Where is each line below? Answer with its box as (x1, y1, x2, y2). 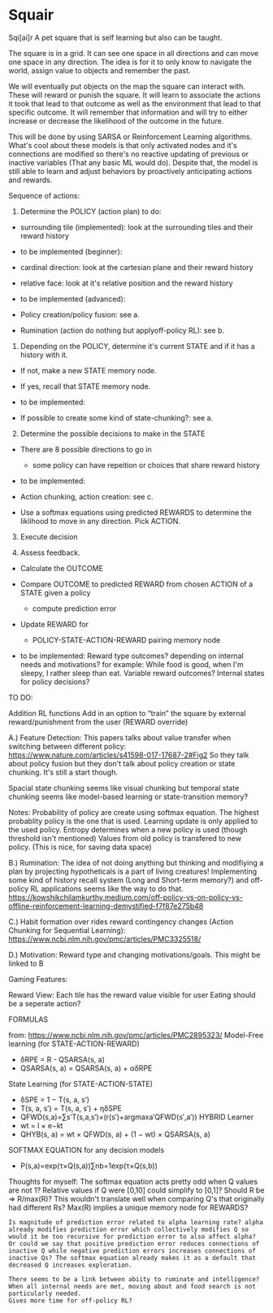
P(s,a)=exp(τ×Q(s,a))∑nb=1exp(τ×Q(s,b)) (19, 1161, 158, 1171)
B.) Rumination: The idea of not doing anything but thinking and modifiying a (8, 857, 264, 867)
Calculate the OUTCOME (19, 563, 104, 573)
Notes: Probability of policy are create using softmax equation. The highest (8, 807, 259, 817)
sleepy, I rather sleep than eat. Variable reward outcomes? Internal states (19, 668, 265, 678)
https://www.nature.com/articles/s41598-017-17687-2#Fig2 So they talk (8, 750, 249, 760)
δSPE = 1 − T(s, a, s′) (19, 1094, 90, 1104)
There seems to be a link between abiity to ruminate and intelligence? (8, 1275, 260, 1283)
